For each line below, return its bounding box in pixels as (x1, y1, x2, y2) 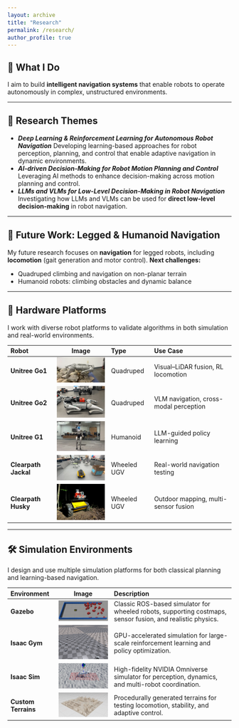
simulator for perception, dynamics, (113, 672, 218, 681)
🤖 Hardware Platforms (7, 305, 107, 317)
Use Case (154, 347, 184, 355)
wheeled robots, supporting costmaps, (113, 607, 227, 616)
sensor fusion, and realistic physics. (113, 614, 219, 623)
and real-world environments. (7, 331, 95, 339)
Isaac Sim (10, 672, 41, 681)
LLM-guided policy (154, 429, 211, 438)
